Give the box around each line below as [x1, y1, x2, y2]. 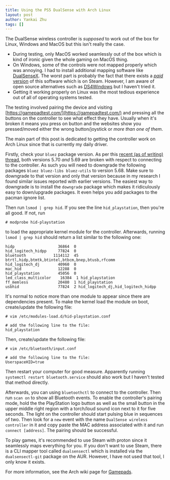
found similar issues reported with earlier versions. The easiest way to [5, 178, 153, 184]
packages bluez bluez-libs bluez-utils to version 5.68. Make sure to [5, 167, 154, 174]
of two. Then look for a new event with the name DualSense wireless [5, 417, 148, 423]
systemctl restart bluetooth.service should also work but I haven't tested [5, 374, 164, 380]
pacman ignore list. [5, 195, 46, 201]
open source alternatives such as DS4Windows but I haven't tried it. [12, 84, 156, 90]
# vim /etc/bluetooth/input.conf [5, 346, 77, 351]
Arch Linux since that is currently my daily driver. [5, 141, 108, 148]
